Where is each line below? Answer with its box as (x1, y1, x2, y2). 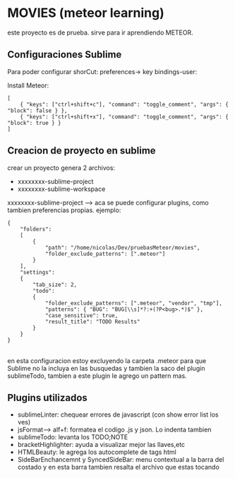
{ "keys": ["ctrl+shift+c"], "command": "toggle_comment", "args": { (20, 101, 229, 108)
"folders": (20, 226, 52, 233)
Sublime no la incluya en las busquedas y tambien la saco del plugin (7, 364, 205, 372)
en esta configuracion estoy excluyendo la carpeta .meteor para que (7, 356, 207, 364)
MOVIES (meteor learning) (7, 5, 164, 21)
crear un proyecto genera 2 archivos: (7, 164, 115, 172)
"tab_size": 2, (32, 281, 78, 288)
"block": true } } (7, 119, 61, 126)
